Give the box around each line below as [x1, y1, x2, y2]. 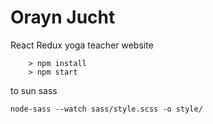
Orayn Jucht [10, 6, 116, 29]
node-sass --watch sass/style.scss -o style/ [10, 104, 203, 114]
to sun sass [10, 84, 58, 96]
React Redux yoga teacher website [10, 39, 154, 51]
